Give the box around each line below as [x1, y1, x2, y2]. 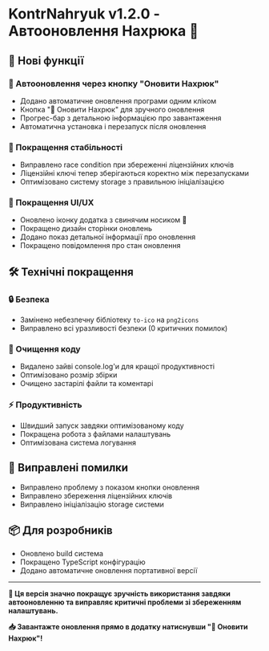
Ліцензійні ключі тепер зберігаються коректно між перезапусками [19, 169, 250, 178]
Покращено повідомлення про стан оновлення [19, 241, 181, 250]
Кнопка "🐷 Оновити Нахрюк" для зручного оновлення [19, 104, 205, 114]
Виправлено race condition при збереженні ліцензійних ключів [19, 160, 235, 169]
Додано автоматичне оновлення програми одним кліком [19, 96, 217, 105]
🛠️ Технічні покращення [8, 265, 134, 279]
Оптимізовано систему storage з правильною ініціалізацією [19, 177, 225, 187]
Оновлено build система [19, 549, 104, 559]
